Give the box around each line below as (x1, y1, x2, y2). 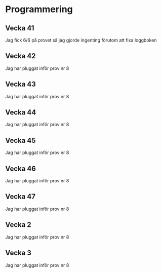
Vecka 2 (5, 220, 31, 229)
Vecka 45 (5, 136, 36, 145)
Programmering (5, 4, 73, 15)
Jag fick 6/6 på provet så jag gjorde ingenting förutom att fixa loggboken (5, 37, 157, 43)
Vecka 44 (5, 108, 36, 117)
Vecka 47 (5, 192, 36, 201)
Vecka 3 (5, 249, 32, 257)
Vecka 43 (5, 80, 36, 89)
